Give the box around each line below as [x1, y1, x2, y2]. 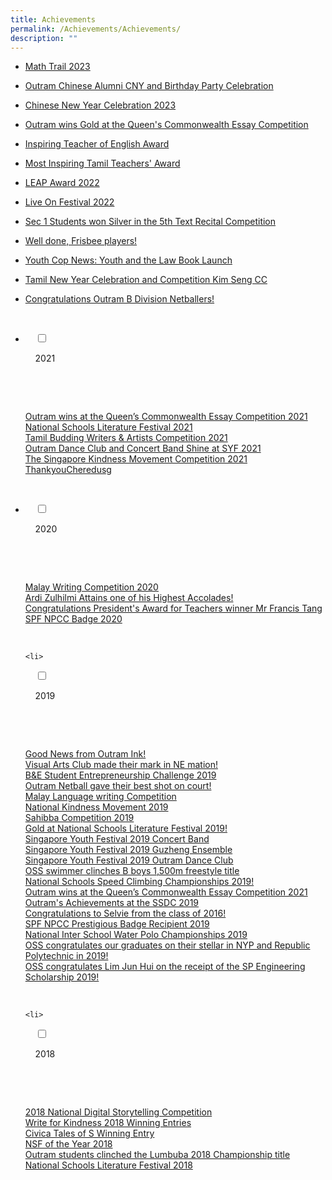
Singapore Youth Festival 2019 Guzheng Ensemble [24, 844, 233, 856]
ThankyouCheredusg [24, 464, 112, 476]
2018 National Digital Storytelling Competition [24, 1106, 213, 1118]
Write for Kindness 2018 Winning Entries [24, 1117, 192, 1129]
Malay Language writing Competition [24, 791, 177, 803]
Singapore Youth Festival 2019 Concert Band [24, 833, 210, 845]
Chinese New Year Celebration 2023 [24, 99, 177, 111]
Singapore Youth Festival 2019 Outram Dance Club [24, 854, 234, 866]
